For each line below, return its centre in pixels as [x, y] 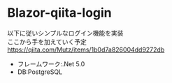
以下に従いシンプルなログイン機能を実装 [65, 33]
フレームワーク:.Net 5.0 [51, 63]
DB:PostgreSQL [40, 72]
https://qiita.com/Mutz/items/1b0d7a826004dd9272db [86, 50]
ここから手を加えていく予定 [47, 41]
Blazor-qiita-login [59, 13]
